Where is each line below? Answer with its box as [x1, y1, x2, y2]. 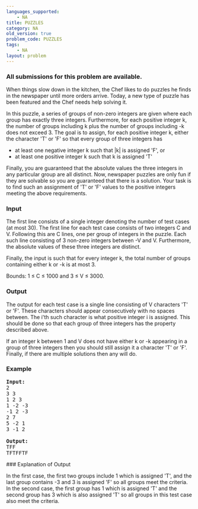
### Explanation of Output [6, 460, 71, 467]
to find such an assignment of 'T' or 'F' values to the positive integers [6, 183, 176, 190]
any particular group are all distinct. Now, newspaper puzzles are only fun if [6, 170, 191, 178]
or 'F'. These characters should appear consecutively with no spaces [6, 307, 175, 314]
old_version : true [6, 31, 52, 37]
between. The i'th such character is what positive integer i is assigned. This [6, 313, 191, 320]
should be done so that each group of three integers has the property [6, 320, 176, 327]
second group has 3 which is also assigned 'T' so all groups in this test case [6, 491, 193, 498]
